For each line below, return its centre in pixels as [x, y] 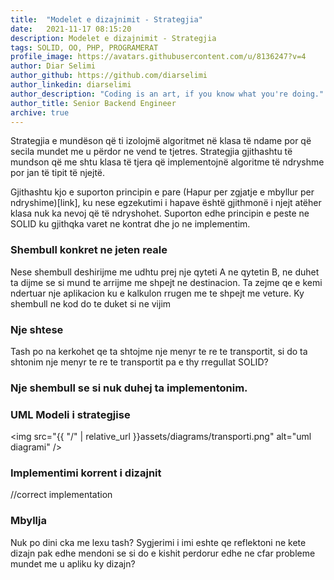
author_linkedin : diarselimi [71, 85]
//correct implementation [61, 495]
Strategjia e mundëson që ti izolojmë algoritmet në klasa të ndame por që [161, 141]
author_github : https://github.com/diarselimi [109, 76]
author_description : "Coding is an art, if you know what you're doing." [167, 94]
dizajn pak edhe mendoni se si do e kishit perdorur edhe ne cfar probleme [163, 553]
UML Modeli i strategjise [70, 414]
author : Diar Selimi [53, 66]
